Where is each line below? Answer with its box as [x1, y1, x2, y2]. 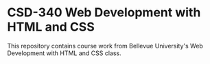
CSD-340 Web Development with [7, 5, 201, 20]
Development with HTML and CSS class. [7, 49, 121, 57]
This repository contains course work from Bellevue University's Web [7, 42, 204, 50]
